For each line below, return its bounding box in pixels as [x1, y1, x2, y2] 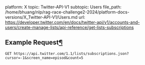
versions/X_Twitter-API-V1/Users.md [5, 14, 78, 20]
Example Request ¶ [5, 39, 63, 47]
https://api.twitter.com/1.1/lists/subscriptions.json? [14, 51, 129, 56]
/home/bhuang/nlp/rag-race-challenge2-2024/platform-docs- [5, 9, 129, 15]
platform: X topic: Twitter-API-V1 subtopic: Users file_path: [5, 4, 122, 10]
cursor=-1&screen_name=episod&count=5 [5, 55, 83, 60]
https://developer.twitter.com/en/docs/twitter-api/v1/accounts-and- [5, 19, 140, 25]
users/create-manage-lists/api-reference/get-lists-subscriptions [5, 25, 134, 30]
